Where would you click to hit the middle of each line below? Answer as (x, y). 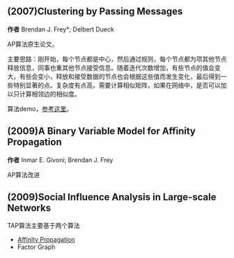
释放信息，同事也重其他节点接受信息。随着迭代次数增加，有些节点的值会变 (114, 67)
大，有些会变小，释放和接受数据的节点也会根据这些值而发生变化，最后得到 (114, 76)
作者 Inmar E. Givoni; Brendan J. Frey (60, 159)
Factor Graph (36, 247)
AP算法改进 (24, 175)
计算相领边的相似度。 (50, 94)
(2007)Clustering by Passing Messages (95, 12)
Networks (29, 208)
